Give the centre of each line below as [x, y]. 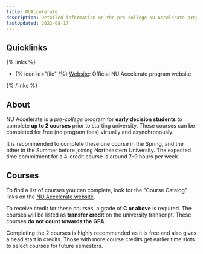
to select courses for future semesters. [55, 246]
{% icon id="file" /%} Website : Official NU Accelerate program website [103, 74]
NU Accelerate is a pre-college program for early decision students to [94, 119]
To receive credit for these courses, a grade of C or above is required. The [99, 208]
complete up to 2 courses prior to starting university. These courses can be [101, 125]
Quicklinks [27, 47]
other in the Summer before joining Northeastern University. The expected [99, 150]
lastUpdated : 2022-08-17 [37, 23]
